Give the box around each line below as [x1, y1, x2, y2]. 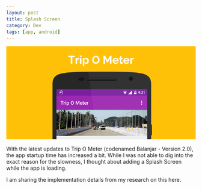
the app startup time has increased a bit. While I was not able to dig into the [6, 151, 194, 159]
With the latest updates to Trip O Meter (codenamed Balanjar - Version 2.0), [6, 145, 194, 152]
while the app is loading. [6, 164, 67, 172]
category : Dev [6, 22, 42, 28]
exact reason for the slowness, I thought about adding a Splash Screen [6, 158, 182, 165]
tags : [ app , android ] [6, 29, 61, 35]
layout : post [6, 10, 39, 16]
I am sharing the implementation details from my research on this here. [6, 176, 182, 183]
